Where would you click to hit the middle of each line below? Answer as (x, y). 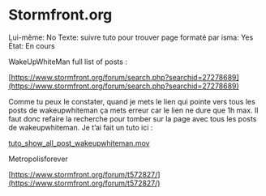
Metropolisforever (39, 159)
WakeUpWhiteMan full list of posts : (68, 62)
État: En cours (32, 45)
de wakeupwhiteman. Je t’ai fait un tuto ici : (81, 127)
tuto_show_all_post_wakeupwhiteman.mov (79, 143)
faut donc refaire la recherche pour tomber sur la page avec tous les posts (133, 118)
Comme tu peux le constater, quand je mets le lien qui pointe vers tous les (132, 101)
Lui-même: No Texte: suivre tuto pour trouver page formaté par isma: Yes (131, 37)
